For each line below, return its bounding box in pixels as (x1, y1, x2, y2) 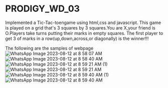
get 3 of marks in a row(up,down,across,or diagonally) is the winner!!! (5, 35, 149, 41)
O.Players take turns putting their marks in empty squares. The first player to (5, 30, 163, 36)
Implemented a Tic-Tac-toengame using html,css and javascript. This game (5, 19, 161, 25)
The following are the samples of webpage (5, 45, 94, 51)
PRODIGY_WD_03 (5, 3, 80, 14)
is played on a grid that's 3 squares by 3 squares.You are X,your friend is (5, 24, 155, 30)
